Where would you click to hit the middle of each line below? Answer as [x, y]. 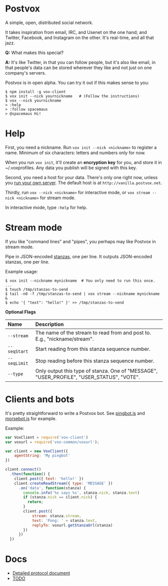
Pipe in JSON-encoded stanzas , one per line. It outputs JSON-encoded [79, 256]
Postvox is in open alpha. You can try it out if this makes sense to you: [77, 83]
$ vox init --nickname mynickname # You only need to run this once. [80, 281]
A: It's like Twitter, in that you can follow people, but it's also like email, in [80, 62]
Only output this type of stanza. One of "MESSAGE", [96, 371]
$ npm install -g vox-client [35, 92]
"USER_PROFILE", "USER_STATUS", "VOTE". [87, 377]
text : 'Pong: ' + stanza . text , [64, 520]
